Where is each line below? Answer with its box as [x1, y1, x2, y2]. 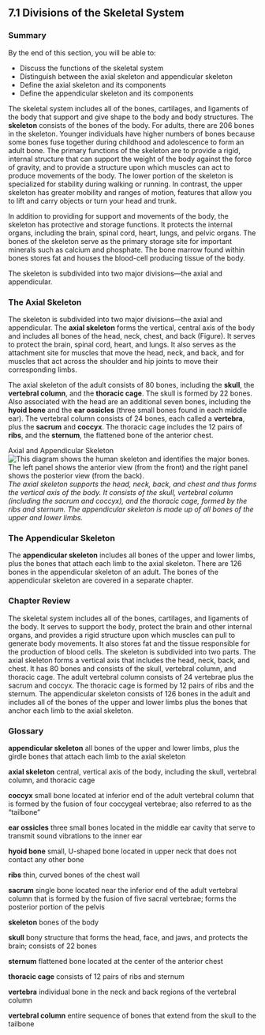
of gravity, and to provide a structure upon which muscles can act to [8, 162, 230, 172]
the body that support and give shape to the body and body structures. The [8, 112, 254, 122]
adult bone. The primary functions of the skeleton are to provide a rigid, [8, 145, 241, 155]
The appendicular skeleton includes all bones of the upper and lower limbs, [8, 550, 256, 560]
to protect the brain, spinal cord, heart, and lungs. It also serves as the [8, 339, 237, 349]
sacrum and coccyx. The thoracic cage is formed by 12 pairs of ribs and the [8, 681, 255, 690]
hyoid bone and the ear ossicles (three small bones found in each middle [8, 405, 247, 414]
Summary [8, 30, 47, 41]
